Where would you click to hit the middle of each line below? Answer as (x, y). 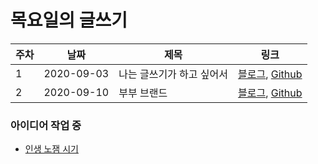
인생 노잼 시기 (51, 149)
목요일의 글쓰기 (69, 20)
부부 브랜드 (143, 93)
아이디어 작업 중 (46, 125)
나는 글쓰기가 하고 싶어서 (173, 74)
